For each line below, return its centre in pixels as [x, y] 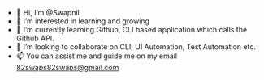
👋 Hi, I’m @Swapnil [48, 13]
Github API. [35, 38]
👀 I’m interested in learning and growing [83, 21]
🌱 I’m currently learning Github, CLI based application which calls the [132, 29]
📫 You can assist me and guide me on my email [96, 56]
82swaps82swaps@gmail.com [67, 67]
